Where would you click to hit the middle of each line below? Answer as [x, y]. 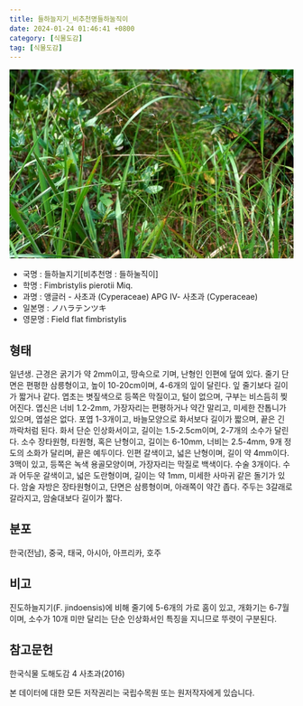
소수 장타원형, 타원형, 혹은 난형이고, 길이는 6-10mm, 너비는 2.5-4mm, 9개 [151, 441]
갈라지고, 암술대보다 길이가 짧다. [66, 498]
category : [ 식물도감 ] [46, 38]
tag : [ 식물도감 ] [36, 48]
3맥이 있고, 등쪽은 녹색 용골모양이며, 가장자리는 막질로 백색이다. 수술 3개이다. [145, 464]
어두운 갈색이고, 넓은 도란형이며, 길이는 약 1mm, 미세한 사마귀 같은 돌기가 [147, 476]
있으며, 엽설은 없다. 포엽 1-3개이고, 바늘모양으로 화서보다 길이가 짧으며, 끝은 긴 [147, 419]
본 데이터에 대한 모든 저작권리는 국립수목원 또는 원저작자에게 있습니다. [132, 692]
